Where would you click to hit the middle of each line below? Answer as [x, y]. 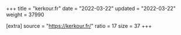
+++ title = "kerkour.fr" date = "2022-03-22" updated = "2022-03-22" [91, 8]
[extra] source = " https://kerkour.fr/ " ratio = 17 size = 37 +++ [79, 26]
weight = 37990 [25, 15]
